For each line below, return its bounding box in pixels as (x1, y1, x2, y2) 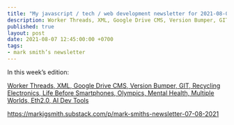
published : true (7, 23, 54, 30)
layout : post (7, 29, 45, 37)
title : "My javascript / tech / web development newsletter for (7, 10, 198, 17)
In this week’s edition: (7, 67, 70, 76)
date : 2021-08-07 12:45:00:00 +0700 (7, 36, 114, 43)
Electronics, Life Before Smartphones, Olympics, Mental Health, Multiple (7, 88, 214, 97)
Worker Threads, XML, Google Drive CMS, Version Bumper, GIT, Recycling (7, 81, 221, 90)
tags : (7, 42, 23, 49)
